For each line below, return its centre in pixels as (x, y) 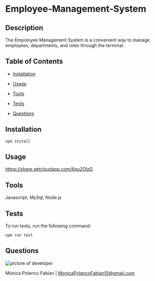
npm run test (19, 236)
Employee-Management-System (76, 9)
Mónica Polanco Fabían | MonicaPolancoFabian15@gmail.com (70, 273)
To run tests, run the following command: (48, 226)
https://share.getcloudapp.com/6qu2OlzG (49, 169)
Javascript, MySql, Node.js (34, 198)
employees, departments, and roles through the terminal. (65, 45)
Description (24, 28)
